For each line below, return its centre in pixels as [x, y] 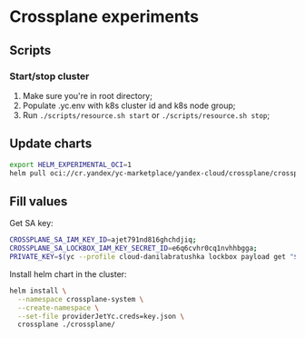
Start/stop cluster [49, 76]
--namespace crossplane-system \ [81, 299]
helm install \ [38, 291]
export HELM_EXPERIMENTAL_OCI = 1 [70, 164]
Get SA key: [31, 224]
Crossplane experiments [104, 17]
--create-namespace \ [59, 308]
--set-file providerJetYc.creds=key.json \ [101, 316]
